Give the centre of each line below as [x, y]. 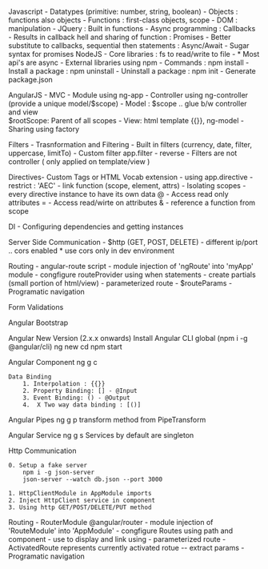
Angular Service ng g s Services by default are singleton [101, 435]
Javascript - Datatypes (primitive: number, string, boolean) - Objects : [123, 12]
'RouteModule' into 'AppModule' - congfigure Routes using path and [121, 531]
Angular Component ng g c [53, 362]
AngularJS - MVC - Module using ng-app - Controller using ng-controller [128, 95]
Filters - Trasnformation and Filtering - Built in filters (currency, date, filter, [130, 144]
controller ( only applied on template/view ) [79, 162]
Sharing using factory [44, 129]
